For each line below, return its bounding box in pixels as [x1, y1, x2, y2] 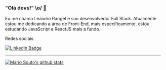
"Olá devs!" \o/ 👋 [5, 4, 47, 11]
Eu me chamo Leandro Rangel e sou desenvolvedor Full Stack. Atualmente [5, 16, 157, 22]
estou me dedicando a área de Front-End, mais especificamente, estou [5, 21, 150, 27]
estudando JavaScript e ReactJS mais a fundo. [5, 26, 101, 32]
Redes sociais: [5, 35, 35, 41]
